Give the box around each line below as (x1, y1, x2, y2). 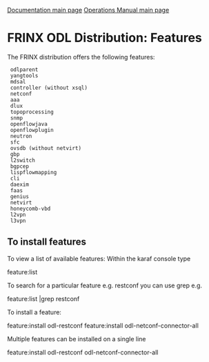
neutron (10, 133, 32, 140)
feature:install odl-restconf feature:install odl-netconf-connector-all (7, 321, 199, 330)
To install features (7, 236, 86, 248)
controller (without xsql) (10, 84, 88, 91)
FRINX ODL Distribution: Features (7, 30, 202, 46)
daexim (10, 181, 30, 188)
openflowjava (10, 120, 48, 127)
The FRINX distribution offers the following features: (7, 53, 155, 61)
